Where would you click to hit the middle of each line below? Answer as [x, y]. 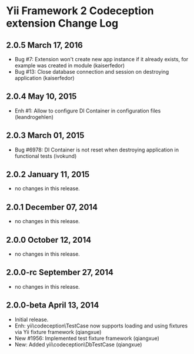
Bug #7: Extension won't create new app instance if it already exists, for [101, 59]
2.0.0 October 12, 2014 [49, 240]
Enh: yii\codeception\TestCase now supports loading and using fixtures [101, 326]
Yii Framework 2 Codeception [80, 11]
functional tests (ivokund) [46, 156]
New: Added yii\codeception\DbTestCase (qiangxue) [78, 344]
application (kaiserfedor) [44, 78]
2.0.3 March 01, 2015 [45, 136]
